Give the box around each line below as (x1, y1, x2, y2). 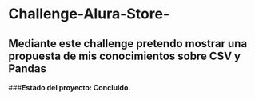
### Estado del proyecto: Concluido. (8, 83, 131, 92)
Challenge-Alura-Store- (8, 5, 170, 23)
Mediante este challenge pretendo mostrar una (8, 37, 248, 50)
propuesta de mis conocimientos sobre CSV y (8, 49, 241, 62)
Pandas (8, 62, 46, 75)
